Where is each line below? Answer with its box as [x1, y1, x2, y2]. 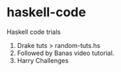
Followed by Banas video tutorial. [16, 49, 115, 57]
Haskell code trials [6, 28, 61, 36]
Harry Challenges [16, 56, 69, 64]
